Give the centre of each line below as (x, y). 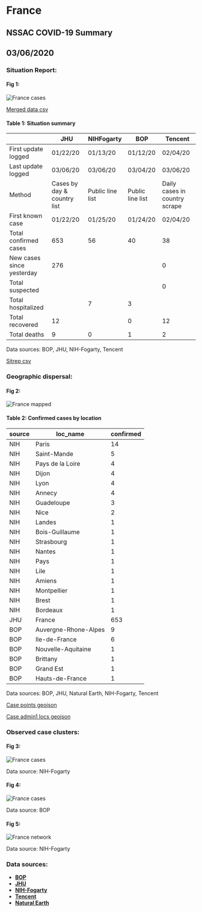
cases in (174, 191)
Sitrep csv (19, 361)
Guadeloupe (53, 502)
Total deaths (27, 335)
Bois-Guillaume (57, 532)
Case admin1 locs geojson (38, 716)
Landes (46, 522)
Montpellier (51, 591)
